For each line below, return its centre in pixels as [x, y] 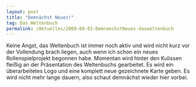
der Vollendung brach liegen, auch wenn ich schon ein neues [82, 52]
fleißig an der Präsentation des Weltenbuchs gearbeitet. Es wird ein [90, 65]
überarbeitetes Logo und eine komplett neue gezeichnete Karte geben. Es [98, 71]
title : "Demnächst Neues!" [40, 17]
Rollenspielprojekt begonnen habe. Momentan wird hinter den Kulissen [94, 58]
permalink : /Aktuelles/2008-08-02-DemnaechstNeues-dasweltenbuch [90, 28]
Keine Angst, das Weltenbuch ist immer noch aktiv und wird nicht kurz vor [98, 46]
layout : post [23, 12]
